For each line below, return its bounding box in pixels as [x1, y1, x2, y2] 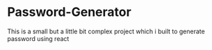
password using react [7, 34, 70, 42]
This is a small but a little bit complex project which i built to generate [7, 27, 205, 35]
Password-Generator [7, 4, 132, 20]
